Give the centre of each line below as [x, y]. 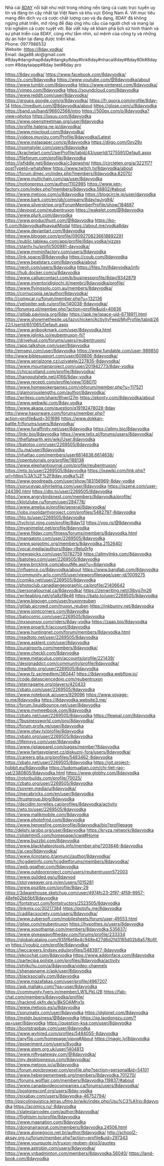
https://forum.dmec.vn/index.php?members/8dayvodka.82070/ [69, 173]
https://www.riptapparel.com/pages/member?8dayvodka [62, 747]
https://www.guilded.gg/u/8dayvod [40, 877]
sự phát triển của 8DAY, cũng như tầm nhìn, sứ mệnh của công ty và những [81, 34]
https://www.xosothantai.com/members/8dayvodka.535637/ [66, 929]
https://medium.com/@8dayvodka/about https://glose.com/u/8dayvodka [84, 106]
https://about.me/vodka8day [100, 225]
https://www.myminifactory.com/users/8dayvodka [56, 252]
